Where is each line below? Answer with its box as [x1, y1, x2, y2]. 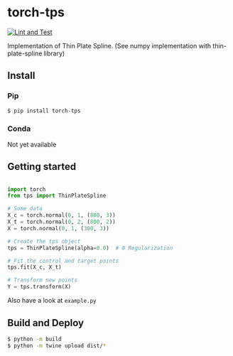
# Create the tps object [7, 237, 81, 245]
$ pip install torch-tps [7, 107, 81, 114]
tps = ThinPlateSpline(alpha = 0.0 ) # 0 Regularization [7, 244, 173, 252]
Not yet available [7, 140, 57, 149]
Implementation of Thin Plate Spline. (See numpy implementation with [7, 41, 212, 50]
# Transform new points [7, 276, 78, 284]
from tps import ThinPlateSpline [7, 193, 107, 200]
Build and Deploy [7, 317, 84, 329]
